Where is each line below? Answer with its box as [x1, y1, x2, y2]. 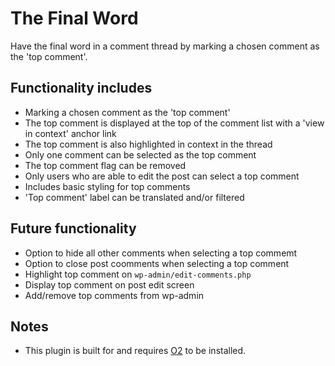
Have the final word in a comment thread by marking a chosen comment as [10, 40, 320, 52]
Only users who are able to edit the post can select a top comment [24, 170, 300, 182]
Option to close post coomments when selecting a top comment [24, 257, 290, 269]
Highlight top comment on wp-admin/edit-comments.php [24, 268, 252, 280]
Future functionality [10, 220, 137, 237]
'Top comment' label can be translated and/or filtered [24, 191, 245, 203]
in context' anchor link [24, 127, 117, 139]
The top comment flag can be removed [24, 159, 187, 171]
